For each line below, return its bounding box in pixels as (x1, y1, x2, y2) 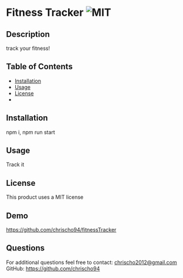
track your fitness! (6, 45, 50, 52)
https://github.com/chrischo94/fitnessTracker (6, 226, 117, 233)
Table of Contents (6, 62, 73, 72)
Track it (6, 161, 25, 168)
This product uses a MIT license (6, 194, 84, 201)
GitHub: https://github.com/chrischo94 (6, 265, 100, 272)
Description (6, 29, 50, 39)
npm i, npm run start (6, 128, 56, 135)
